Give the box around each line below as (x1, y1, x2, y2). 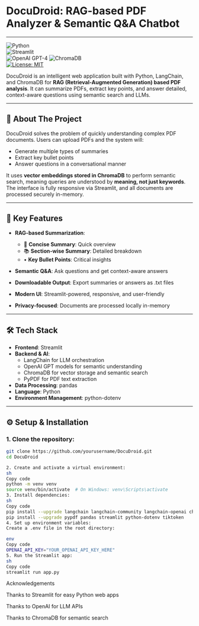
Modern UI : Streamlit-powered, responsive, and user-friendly (14, 290, 165, 297)
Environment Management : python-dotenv (14, 395, 121, 402)
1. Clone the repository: (6, 435, 75, 443)
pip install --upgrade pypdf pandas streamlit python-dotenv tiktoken (6, 514, 184, 520)
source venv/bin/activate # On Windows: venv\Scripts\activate (6, 487, 168, 493)
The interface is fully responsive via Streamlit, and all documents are (6, 184, 174, 191)
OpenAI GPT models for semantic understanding (23, 363, 142, 370)
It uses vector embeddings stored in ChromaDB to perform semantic (6, 171, 176, 179)
